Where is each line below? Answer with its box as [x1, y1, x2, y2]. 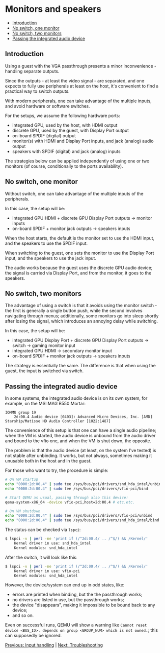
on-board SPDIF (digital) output [12, 132, 76, 139]
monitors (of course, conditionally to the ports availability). [5, 163, 123, 169]
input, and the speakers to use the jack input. [5, 255, 97, 261]
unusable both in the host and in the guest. [5, 458, 92, 464]
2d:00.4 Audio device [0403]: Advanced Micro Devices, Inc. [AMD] [14, 415, 153, 420]
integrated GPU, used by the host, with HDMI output [12, 122, 118, 128]
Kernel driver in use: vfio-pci [14, 569, 80, 574]
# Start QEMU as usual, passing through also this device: [5, 495, 129, 500]
